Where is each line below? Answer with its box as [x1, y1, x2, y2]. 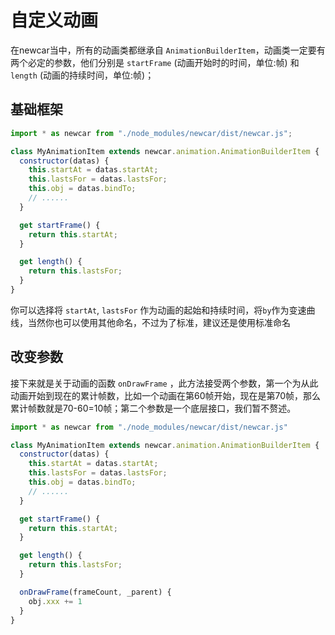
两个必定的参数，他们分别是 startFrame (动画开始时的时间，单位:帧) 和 [10, 56, 300, 68]
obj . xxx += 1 [28, 596, 83, 606]
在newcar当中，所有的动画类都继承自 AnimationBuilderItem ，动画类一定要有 [10, 44, 326, 56]
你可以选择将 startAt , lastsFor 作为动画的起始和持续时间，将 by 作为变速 [10, 304, 307, 316]
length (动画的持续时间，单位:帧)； [10, 69, 155, 81]
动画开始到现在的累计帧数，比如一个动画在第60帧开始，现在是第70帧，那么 [10, 389, 322, 401]
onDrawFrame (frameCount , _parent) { [19, 587, 172, 597]
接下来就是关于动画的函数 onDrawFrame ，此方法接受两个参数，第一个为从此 [10, 377, 319, 389]
